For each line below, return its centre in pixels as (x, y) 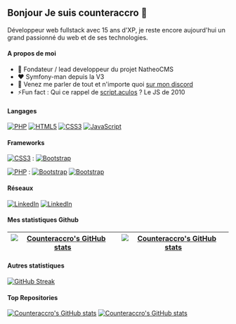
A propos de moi (32, 54)
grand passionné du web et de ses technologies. (78, 37)
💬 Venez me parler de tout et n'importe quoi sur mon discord (105, 85)
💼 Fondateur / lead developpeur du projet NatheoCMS (96, 69)
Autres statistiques (36, 266)
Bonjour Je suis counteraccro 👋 (77, 13)
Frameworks (26, 142)
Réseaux (20, 188)
